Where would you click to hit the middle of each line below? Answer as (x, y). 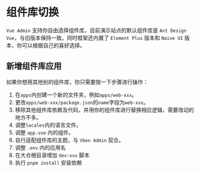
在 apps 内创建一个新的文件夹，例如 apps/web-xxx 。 (76, 95)
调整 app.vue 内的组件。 (44, 132)
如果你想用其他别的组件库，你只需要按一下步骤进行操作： (77, 81)
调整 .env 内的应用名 (40, 147)
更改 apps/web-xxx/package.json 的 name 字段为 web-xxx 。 (82, 102)
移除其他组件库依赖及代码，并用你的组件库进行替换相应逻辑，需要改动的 (104, 110)
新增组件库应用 (34, 66)
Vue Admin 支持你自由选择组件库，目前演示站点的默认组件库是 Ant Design (96, 30)
